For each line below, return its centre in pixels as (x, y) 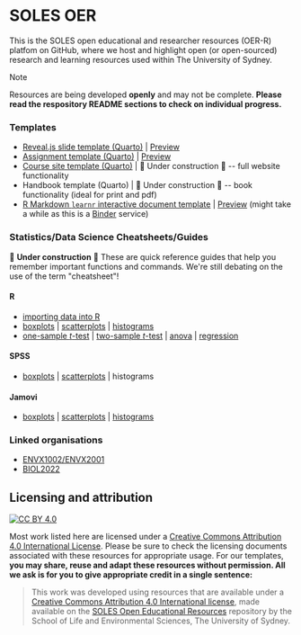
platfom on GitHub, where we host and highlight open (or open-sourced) (143, 49)
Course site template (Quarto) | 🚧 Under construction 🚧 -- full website (151, 166)
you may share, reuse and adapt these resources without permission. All (147, 565)
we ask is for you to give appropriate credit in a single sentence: (131, 575)
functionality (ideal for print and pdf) (89, 195)
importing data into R (61, 317)
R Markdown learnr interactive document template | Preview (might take (157, 204)
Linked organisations (56, 440)
